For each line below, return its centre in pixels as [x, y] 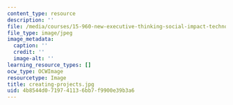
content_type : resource [42, 13]
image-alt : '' [34, 59]
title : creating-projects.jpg [51, 84]
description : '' [31, 20]
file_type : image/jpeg [40, 33]
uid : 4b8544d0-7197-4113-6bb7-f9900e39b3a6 [71, 90]
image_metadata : [31, 39]
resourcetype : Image [37, 78]
